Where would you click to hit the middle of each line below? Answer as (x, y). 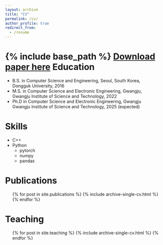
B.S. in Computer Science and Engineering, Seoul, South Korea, (76, 80)
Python (19, 145)
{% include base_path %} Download (80, 57)
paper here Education (50, 67)
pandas (27, 161)
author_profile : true (27, 23)
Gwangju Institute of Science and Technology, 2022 (64, 96)
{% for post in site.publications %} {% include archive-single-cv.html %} (85, 194)
